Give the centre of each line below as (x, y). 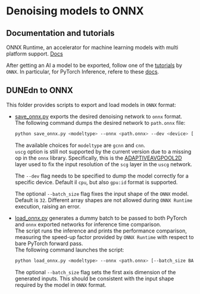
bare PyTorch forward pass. (49, 243)
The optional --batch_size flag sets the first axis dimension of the (95, 272)
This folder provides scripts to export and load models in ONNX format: (91, 105)
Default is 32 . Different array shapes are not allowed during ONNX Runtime (104, 200)
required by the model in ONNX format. (60, 284)
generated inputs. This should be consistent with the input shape (94, 278)
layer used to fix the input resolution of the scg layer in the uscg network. (103, 164)
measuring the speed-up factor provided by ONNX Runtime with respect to (104, 237)
